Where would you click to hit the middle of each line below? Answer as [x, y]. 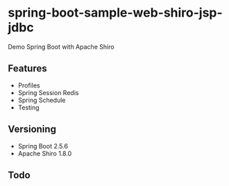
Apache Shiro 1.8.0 [45, 153]
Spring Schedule [42, 100]
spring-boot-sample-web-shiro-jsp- [115, 13]
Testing [29, 107]
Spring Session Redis [48, 92]
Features [27, 68]
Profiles [29, 85]
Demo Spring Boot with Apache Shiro [61, 46]
